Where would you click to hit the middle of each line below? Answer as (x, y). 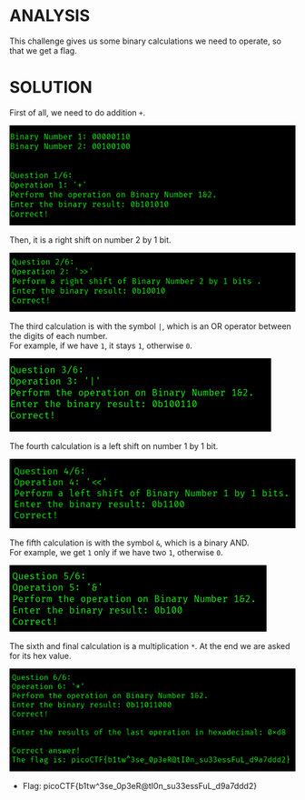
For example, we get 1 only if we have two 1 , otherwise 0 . (116, 552)
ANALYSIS (50, 16)
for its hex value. (40, 655)
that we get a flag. (43, 50)
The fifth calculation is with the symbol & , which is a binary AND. (129, 543)
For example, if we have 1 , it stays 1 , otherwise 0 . (101, 345)
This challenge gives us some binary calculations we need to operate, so (145, 41)
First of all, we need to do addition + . (78, 112)
